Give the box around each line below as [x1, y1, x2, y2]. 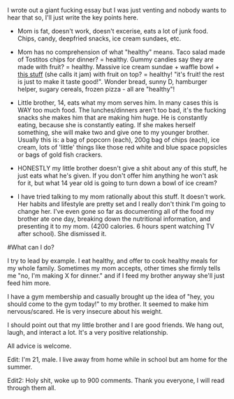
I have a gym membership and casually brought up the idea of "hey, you [7, 293, 215, 300]
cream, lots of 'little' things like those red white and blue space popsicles [17, 143, 228, 151]
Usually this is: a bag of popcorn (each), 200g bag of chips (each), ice [17, 136, 220, 144]
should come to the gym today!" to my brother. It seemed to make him [7, 300, 209, 308]
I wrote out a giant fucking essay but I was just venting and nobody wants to [7, 6, 227, 14]
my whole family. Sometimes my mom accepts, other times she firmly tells [7, 264, 221, 272]
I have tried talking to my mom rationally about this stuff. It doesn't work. [17, 192, 226, 201]
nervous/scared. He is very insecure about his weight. [7, 307, 163, 315]
